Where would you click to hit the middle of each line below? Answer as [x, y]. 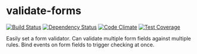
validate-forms [44, 11]
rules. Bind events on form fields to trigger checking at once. [80, 45]
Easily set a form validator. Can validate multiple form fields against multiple [99, 38]
